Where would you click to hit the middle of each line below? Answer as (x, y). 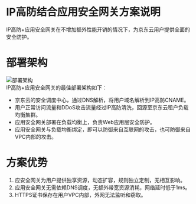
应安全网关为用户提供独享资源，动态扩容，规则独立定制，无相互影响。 (100, 180)
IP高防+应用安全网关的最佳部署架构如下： (57, 87)
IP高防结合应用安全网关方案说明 (84, 12)
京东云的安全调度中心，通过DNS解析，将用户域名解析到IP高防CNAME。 (102, 100)
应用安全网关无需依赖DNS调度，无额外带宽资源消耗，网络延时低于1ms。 (102, 187)
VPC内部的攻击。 (36, 136)
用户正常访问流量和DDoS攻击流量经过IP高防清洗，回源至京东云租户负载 (102, 107)
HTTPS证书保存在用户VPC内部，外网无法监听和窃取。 (80, 195)
